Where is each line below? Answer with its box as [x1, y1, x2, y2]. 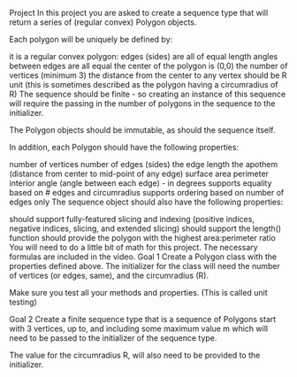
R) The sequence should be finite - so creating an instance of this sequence [9, 88, 286, 99]
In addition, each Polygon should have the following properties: [9, 142, 240, 152]
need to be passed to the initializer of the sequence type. [9, 333, 217, 343]
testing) [9, 296, 37, 307]
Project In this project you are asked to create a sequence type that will [9, 8, 269, 18]
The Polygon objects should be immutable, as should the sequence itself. [9, 125, 276, 135]
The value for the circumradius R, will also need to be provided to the [9, 350, 261, 360]
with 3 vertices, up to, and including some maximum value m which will [9, 323, 268, 334]
